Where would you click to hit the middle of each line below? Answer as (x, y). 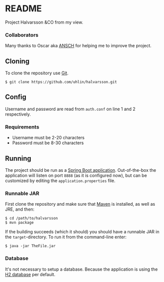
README (23, 9)
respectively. (18, 114)
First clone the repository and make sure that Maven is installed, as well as (80, 204)
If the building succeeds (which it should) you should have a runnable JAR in (82, 232)
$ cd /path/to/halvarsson (31, 219)
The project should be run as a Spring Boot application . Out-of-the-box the (81, 170)
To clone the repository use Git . (37, 73)
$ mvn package (20, 223)
